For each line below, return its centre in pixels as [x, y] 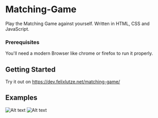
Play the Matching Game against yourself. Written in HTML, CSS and [77, 23]
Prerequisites [22, 42]
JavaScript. [17, 29]
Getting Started [31, 69]
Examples [21, 98]
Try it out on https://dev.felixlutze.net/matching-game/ [63, 82]
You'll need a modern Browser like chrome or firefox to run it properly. [79, 53]
